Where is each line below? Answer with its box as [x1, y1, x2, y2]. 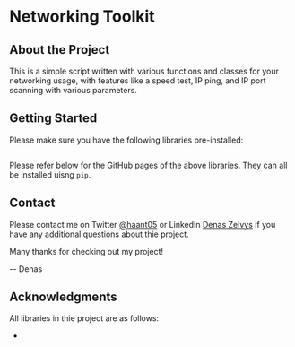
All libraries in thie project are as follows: [9, 313, 160, 324]
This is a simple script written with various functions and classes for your [9, 65, 280, 76]
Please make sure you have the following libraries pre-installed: [9, 134, 244, 145]
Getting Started [9, 110, 98, 126]
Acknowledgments [9, 290, 118, 305]
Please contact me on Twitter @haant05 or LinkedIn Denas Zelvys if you [9, 219, 276, 230]
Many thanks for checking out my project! [9, 246, 164, 256]
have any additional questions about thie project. [9, 229, 190, 239]
